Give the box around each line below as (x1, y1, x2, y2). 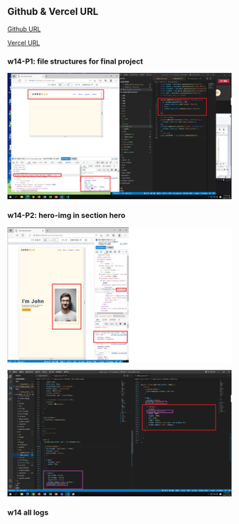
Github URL (7, 24, 41, 33)
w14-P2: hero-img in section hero (7, 211, 126, 221)
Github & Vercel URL (7, 6, 99, 18)
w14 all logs (7, 508, 49, 518)
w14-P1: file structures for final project (7, 56, 144, 66)
